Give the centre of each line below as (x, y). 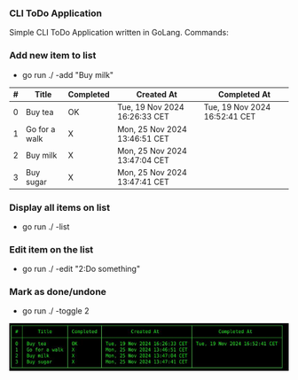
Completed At (244, 95)
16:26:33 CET (143, 117)
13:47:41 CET (143, 182)
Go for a (41, 129)
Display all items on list (60, 207)
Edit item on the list (51, 249)
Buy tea (40, 112)
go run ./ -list (46, 226)
